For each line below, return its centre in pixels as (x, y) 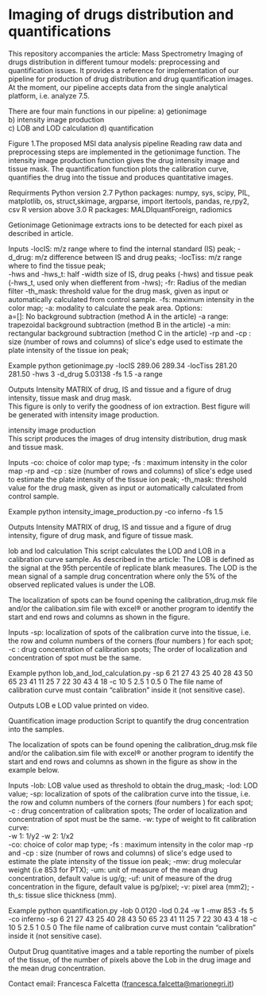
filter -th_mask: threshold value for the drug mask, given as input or (118, 291)
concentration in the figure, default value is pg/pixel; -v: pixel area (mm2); (129, 886)
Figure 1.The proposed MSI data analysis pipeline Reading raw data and (125, 143)
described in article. (41, 233)
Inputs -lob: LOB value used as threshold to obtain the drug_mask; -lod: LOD (133, 785)
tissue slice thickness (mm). (71, 895)
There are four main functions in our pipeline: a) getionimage (108, 111)
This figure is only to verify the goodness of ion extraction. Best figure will (129, 406)
